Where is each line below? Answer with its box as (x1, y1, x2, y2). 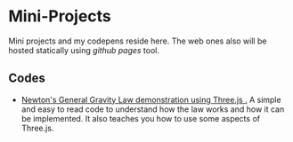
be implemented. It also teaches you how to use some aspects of (20, 113, 260, 123)
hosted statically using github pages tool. (8, 44, 160, 55)
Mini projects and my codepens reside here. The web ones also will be (8, 35, 267, 46)
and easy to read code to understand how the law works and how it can (20, 104, 285, 114)
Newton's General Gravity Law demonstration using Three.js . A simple (20, 94, 281, 105)
